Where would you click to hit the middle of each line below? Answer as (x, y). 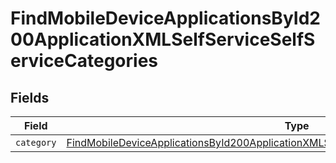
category (36, 142)
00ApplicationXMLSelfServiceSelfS (163, 39)
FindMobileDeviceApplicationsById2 (165, 18)
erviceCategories (84, 61)
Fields (30, 97)
